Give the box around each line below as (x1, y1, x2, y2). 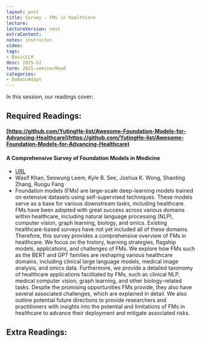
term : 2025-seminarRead (6, 65, 66, 72)
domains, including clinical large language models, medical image (14, 258, 179, 265)
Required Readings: (6, 110, 82, 121)
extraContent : (6, 32, 42, 38)
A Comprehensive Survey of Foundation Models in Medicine (6, 154, 161, 161)
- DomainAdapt (6, 76, 42, 82)
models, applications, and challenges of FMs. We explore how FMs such (14, 245, 195, 252)
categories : (6, 71, 36, 77)
